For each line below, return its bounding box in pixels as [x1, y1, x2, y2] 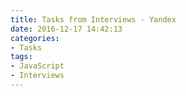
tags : [10, 52, 33, 62]
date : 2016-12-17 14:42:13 [10, 24, 123, 34]
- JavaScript [10, 61, 65, 71]
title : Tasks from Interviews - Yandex [10, 14, 177, 25]
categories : [10, 33, 60, 43]
